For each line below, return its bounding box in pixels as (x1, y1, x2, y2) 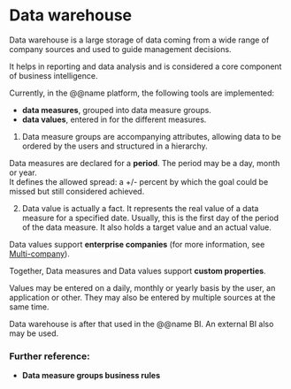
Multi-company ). (9, 248, 71, 259)
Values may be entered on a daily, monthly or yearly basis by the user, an (9, 282, 276, 293)
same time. (9, 301, 50, 312)
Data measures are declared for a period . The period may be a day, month (9, 157, 280, 168)
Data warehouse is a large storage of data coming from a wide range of (9, 34, 270, 45)
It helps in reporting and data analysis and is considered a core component (9, 61, 282, 72)
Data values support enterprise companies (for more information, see (9, 239, 265, 249)
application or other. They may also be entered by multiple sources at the (9, 292, 276, 302)
